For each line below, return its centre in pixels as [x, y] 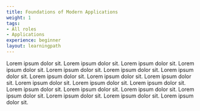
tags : [13, 23]
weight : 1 [19, 18]
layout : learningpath [34, 46]
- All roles [21, 29]
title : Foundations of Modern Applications [62, 12]
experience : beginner [34, 40]
